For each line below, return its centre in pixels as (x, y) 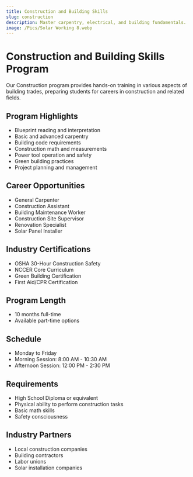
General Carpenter (37, 200)
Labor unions (30, 461)
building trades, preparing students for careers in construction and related (95, 92)
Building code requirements (48, 143)
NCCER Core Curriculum (44, 269)
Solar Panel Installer (38, 231)
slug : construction (30, 17)
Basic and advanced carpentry (51, 136)
